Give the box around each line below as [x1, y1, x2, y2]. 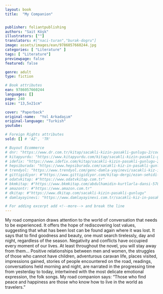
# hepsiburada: [5, 163, 36, 168]
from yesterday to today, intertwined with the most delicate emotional [5, 269, 144, 275]
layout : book [5, 7, 32, 12]
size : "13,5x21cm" [5, 101, 42, 106]
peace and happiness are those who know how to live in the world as [5, 279, 143, 285]
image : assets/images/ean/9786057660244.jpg [5, 43, 97, 48]
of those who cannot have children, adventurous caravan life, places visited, [5, 253, 158, 259]
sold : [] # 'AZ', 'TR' [5, 137, 51, 141]
